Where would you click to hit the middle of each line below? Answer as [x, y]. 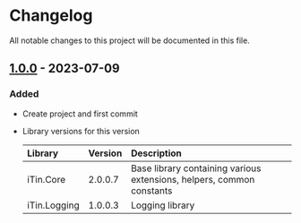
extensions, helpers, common [193, 179]
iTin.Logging [53, 205]
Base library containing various [196, 168]
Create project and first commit [80, 114]
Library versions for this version [81, 131]
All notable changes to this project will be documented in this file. [130, 40]
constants [152, 191]
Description [156, 153]
